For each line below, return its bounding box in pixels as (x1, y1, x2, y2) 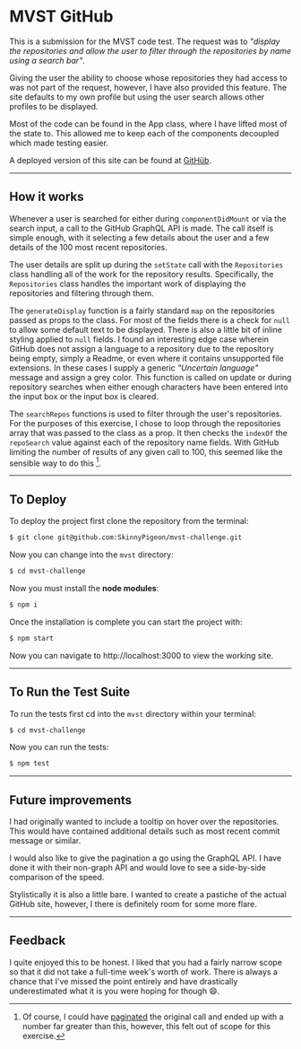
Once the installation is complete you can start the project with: (9, 616, 243, 627)
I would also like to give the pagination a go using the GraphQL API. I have (9, 852, 282, 863)
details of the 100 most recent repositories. (9, 241, 168, 252)
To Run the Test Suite (9, 685, 131, 700)
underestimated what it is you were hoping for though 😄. (9, 985, 220, 996)
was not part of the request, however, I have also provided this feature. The (9, 82, 288, 92)
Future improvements (9, 792, 133, 808)
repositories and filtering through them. (9, 287, 154, 298)
